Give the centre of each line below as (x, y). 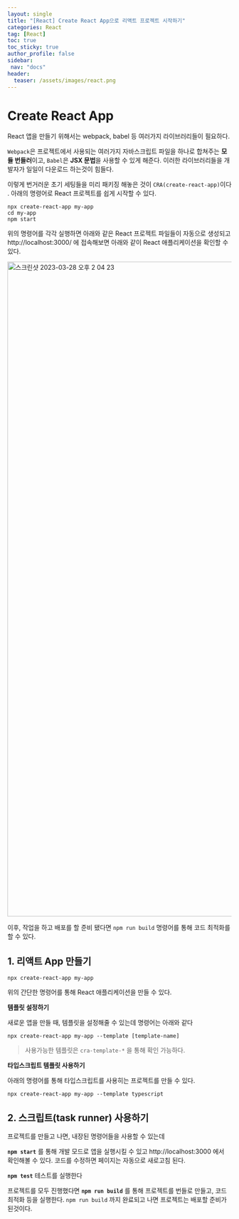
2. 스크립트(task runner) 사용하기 (78, 1118)
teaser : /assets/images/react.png (65, 80)
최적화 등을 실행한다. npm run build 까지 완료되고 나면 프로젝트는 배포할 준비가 (117, 1199)
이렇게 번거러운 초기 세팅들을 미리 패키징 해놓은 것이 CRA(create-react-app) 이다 (119, 184)
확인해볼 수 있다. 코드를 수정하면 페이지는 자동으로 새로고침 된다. (97, 1160)
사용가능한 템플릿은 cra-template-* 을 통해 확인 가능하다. (105, 1051)
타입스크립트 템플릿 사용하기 (46, 1066)
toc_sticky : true (33, 47)
